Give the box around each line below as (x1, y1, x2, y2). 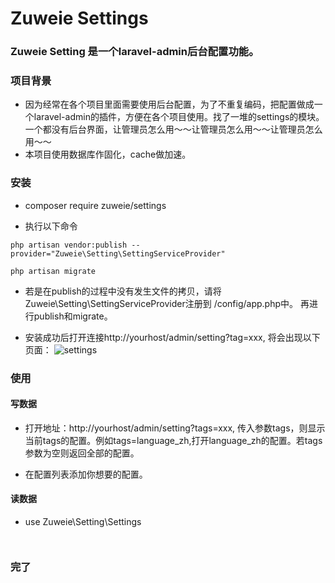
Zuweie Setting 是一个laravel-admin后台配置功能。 (10, 45, 260, 59)
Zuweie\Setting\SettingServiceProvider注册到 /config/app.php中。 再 (24, 297, 310, 309)
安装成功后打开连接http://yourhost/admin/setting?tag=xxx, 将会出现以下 (24, 331, 321, 343)
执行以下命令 (24, 220, 78, 232)
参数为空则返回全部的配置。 (24, 447, 140, 459)
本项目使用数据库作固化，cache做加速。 (24, 148, 192, 161)
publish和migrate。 (33, 310, 113, 322)
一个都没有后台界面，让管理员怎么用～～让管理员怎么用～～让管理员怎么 (24, 123, 323, 136)
